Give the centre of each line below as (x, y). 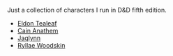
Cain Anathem (38, 31)
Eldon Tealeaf (37, 23)
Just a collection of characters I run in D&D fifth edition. (87, 10)
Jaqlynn (29, 38)
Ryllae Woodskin (41, 45)
